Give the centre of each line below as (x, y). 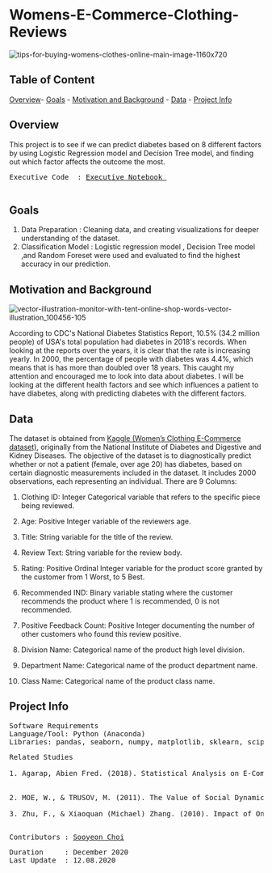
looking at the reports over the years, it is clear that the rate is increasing (130, 350)
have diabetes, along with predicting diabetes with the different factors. (128, 393)
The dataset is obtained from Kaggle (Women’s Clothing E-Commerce (125, 438)
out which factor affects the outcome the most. (88, 161)
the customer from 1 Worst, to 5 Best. (83, 577)
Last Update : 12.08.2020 (63, 860)
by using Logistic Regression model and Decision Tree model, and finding (132, 153)
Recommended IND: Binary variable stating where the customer (127, 593)
